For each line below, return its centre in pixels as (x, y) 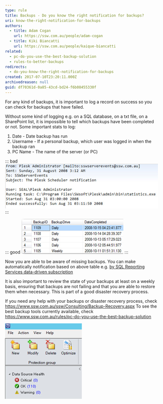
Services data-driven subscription (39, 272)
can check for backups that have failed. (45, 107)
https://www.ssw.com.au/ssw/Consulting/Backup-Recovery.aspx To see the (81, 306)
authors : (14, 26)
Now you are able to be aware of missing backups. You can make (70, 261)
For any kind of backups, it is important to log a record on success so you (79, 102)
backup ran (24, 147)
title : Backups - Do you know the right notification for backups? (75, 15)
